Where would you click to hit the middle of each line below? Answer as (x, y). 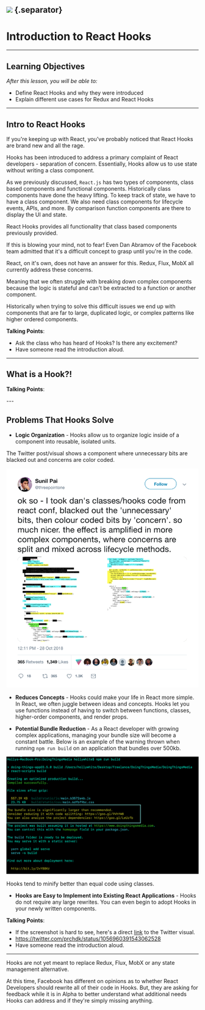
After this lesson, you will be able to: (52, 81)
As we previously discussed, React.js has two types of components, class (100, 182)
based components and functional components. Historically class (88, 188)
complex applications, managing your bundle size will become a (95, 735)
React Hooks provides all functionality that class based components (92, 226)
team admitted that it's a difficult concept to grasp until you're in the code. (100, 251)
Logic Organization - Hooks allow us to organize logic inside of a (97, 435)
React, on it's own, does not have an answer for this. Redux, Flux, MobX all (100, 263)
